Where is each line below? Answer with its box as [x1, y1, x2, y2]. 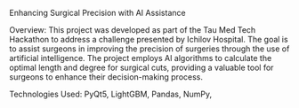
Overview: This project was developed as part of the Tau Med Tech [9, 25, 256, 35]
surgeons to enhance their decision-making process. [9, 72, 203, 82]
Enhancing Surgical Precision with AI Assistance [9, 8, 186, 18]
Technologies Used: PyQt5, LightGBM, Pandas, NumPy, [9, 89, 212, 99]
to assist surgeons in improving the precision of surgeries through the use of [9, 43, 290, 54]
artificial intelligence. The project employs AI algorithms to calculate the [9, 53, 272, 63]
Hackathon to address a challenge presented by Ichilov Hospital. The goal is [9, 35, 288, 44]
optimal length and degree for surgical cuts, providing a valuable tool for [9, 62, 274, 73]
